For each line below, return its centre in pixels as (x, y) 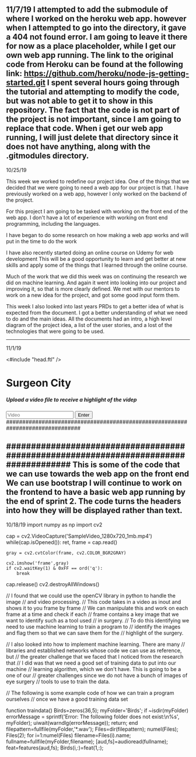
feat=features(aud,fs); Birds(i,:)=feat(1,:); (55, 748)
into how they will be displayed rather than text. (94, 510)
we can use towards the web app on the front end (98, 474)
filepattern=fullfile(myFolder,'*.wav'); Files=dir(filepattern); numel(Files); (92, 729)
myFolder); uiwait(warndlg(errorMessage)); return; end (72, 722)
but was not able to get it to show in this (80, 101)
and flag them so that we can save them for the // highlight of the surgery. (95, 633)
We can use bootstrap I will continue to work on (94, 483)
